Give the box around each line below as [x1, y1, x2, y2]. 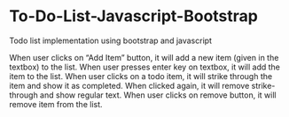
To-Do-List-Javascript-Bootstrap [9, 6, 259, 26]
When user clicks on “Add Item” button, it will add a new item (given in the [9, 52, 279, 62]
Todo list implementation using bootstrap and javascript [9, 35, 213, 46]
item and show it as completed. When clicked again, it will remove [9, 80, 250, 91]
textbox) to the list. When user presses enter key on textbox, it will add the [9, 62, 281, 72]
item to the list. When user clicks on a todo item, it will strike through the [9, 70, 273, 81]
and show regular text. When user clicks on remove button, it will [39, 90, 277, 100]
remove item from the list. [9, 99, 104, 109]
